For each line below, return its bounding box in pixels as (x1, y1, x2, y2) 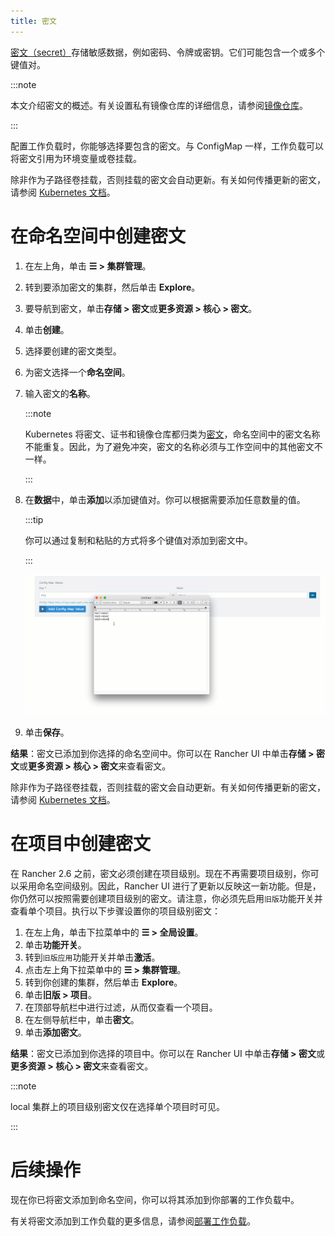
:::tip (24, 513, 44, 525)
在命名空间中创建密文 (10, 225, 187, 247)
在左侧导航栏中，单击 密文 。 (24, 1013, 140, 1025)
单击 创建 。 (24, 323, 70, 335)
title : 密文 (10, 16, 57, 26)
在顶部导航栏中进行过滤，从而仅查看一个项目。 (24, 1001, 218, 1013)
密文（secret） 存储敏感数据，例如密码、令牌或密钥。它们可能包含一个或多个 (10, 46, 326, 58)
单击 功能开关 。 (24, 938, 87, 950)
